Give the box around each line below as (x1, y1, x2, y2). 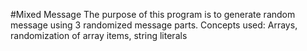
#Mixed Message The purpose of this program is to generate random (10, 9, 296, 20)
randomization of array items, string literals (10, 30, 188, 41)
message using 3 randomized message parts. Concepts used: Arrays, (10, 19, 298, 31)
